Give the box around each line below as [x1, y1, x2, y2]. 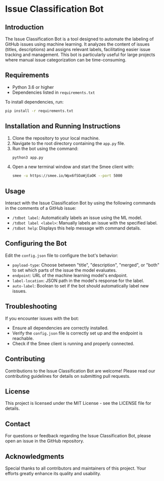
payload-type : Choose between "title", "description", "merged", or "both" [12, 262, 160, 268]
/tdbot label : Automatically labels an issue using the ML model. [12, 215, 142, 221]
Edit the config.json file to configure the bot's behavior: [5, 252, 119, 258]
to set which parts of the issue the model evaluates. [12, 267, 117, 273]
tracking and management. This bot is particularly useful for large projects [5, 52, 156, 57]
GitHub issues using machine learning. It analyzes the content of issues [5, 41, 150, 47]
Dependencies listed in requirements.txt [12, 89, 95, 95]
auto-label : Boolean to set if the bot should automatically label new [12, 283, 149, 288]
